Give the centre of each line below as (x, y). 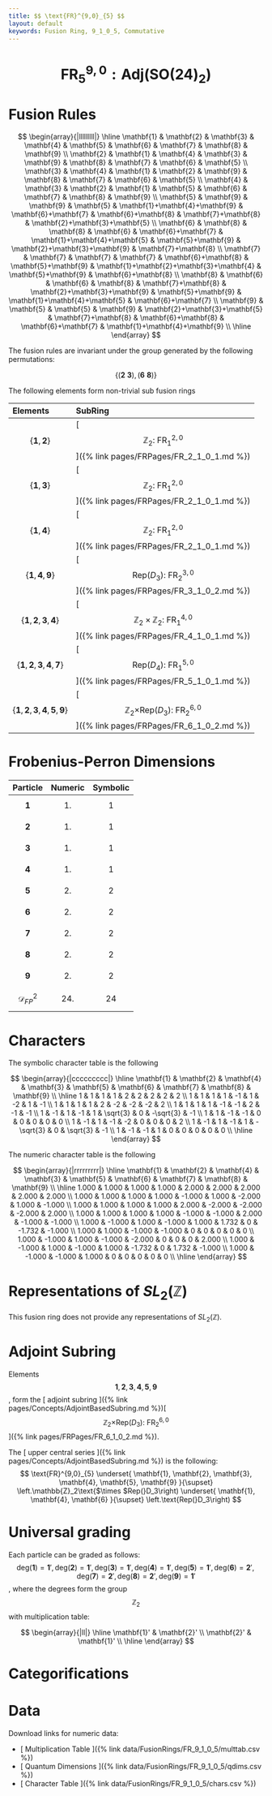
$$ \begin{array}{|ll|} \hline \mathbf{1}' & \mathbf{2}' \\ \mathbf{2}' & (136, 1632)
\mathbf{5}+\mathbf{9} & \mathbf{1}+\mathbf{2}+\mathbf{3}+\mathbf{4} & (136, 266)
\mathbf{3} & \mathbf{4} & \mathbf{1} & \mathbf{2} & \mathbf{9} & (136, 171)
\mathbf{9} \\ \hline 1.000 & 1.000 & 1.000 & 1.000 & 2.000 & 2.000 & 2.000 (136, 1188)
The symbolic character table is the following (83, 1063)
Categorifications (69, 1674)
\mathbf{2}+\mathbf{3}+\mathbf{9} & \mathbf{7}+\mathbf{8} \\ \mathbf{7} (136, 249)
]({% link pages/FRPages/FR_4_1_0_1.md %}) (163, 636)
